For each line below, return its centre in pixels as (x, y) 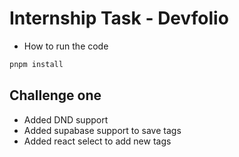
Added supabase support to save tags (102, 130)
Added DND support (66, 119)
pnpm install (36, 64)
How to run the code (66, 46)
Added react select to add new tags (97, 141)
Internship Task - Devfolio (119, 18)
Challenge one (55, 95)
